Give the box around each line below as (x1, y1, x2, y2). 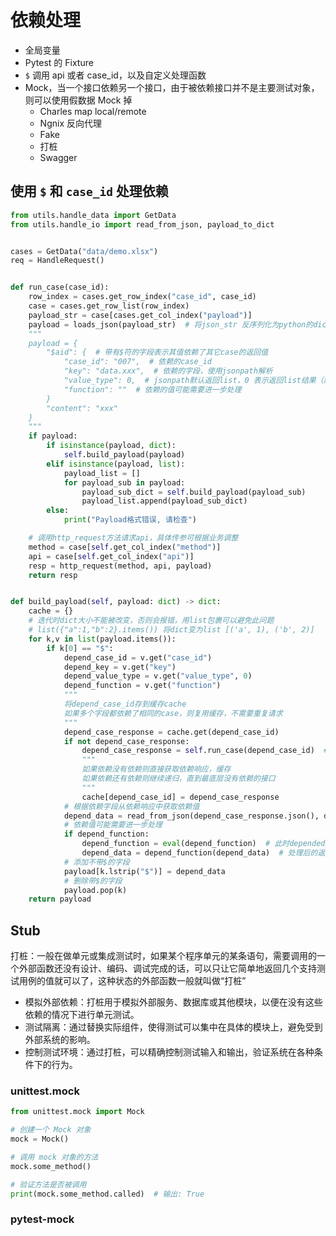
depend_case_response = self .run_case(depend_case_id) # (81, 746, 329, 756)
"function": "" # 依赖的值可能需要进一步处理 (63, 384, 242, 395)
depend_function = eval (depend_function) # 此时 (81, 839, 290, 849)
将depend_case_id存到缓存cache (63, 699, 187, 709)
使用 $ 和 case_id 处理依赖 (10, 183, 169, 200)
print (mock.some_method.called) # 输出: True (10, 1189, 205, 1199)
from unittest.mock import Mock (10, 1107, 145, 1117)
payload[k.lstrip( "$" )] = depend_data (63, 866, 226, 876)
